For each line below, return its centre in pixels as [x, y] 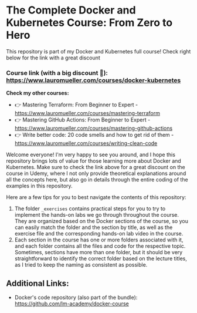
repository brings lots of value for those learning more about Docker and [94, 161]
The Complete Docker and [71, 10]
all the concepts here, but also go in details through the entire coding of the [97, 180]
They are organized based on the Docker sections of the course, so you [101, 221]
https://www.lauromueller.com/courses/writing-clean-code [86, 143]
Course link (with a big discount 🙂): [57, 73]
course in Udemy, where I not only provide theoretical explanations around [96, 173]
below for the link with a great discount [53, 58]
